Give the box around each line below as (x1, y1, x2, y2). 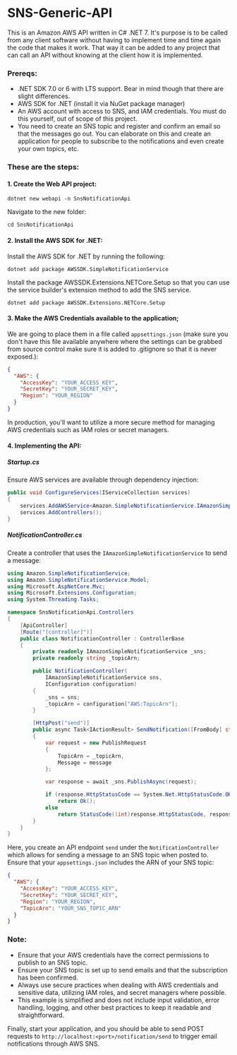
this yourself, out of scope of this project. (17, 114, 138, 123)
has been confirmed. (17, 973, 79, 982)
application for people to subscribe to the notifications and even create (17, 137, 224, 145)
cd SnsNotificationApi (7, 221, 74, 229)
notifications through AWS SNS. (7, 1039, 100, 1048)
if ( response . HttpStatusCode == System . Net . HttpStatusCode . (44, 791, 226, 799)
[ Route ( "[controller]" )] (20, 628, 93, 636)
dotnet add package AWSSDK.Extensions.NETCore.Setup (7, 299, 166, 306)
